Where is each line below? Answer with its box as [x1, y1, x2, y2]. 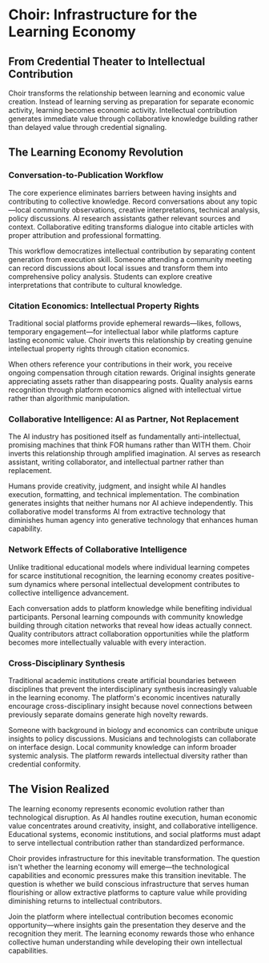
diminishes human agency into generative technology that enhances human [8, 516, 259, 525]
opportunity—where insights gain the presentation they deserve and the [8, 920, 247, 929]
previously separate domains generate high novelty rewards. [8, 710, 208, 719]
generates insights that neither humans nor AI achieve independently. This [8, 499, 254, 508]
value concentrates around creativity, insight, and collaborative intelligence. [8, 820, 258, 831]
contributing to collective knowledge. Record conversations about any [8, 196, 239, 206]
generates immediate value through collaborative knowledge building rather [8, 114, 259, 123]
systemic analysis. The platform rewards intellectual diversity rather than [8, 751, 248, 760]
